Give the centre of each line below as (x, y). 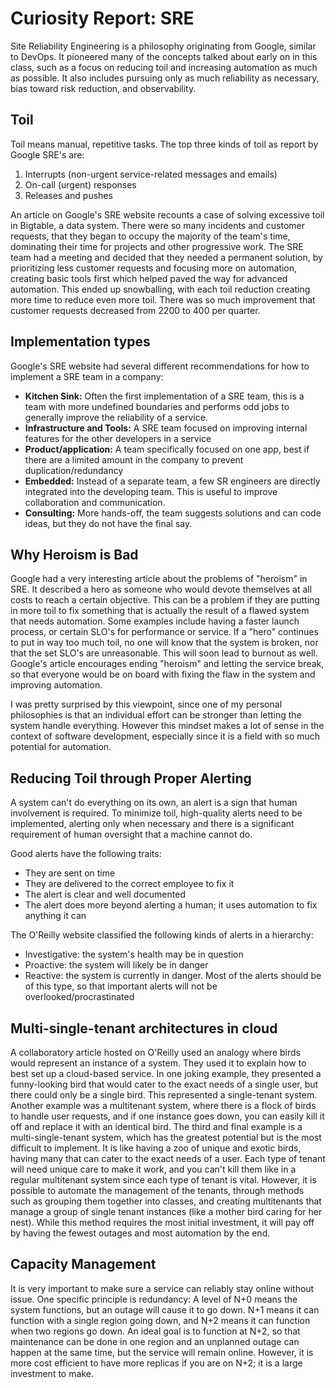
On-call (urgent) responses (80, 184)
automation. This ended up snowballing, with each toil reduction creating (160, 289)
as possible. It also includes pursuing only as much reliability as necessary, (165, 78)
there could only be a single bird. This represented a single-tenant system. (164, 1095)
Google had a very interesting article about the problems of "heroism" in (159, 579)
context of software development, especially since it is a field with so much (165, 736)
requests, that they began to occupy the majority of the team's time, (150, 236)
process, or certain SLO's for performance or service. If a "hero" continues (164, 632)
